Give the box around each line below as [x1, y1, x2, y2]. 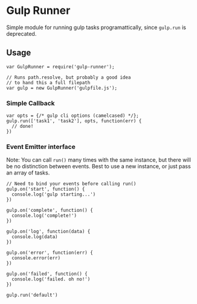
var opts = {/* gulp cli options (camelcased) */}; [6, 113, 139, 119]
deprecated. [6, 30, 37, 37]
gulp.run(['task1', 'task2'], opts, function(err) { [6, 118, 142, 124]
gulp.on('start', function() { [6, 186, 85, 193]
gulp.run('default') [6, 292, 59, 299]
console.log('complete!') [11, 213, 77, 219]
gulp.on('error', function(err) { [6, 249, 94, 256]
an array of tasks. [6, 169, 50, 176]
